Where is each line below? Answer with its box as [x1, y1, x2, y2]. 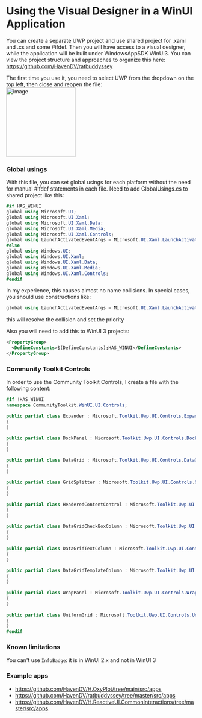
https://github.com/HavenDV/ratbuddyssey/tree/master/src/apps [14, 691, 176, 699]
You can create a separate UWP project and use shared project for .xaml [6, 37, 186, 44]
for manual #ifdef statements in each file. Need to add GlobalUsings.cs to [6, 185, 188, 192]
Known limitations [6, 643, 61, 652]
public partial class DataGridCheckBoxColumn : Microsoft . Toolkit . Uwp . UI [6, 523, 195, 530]
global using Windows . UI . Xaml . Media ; [6, 265, 101, 271]
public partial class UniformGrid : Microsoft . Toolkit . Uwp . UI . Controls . [6, 612, 192, 618]
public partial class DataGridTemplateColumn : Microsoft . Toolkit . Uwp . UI [6, 568, 195, 574]
